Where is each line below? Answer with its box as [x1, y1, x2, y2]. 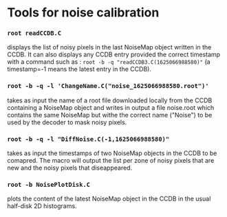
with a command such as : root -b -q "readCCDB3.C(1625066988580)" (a [7, 58, 211, 66]
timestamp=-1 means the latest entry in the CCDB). [7, 65, 151, 73]
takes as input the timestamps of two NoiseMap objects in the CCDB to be [7, 149, 217, 157]
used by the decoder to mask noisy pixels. [7, 118, 127, 126]
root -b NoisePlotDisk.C [7, 181, 91, 188]
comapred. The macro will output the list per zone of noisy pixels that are [7, 157, 215, 165]
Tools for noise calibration [7, 5, 160, 21]
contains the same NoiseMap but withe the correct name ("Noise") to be [7, 111, 213, 119]
